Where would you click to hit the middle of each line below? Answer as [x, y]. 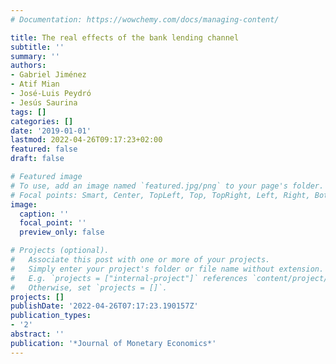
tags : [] [28, 112]
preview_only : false [62, 232]
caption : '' [44, 214]
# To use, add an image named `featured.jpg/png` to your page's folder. [167, 186]
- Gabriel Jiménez [48, 75]
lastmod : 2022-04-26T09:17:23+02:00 [86, 140]
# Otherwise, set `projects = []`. [89, 287]
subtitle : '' [37, 47]
